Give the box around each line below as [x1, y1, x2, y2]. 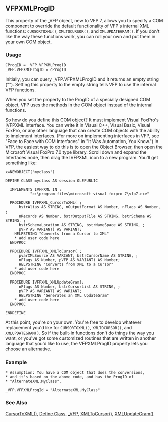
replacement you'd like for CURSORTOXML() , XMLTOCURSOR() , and [5, 325, 132, 331]
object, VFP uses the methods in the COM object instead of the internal [5, 102, 153, 108]
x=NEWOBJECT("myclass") [5, 170, 55, 175]
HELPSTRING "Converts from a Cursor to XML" [14, 231, 109, 236]
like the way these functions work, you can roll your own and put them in [5, 33, 156, 39]
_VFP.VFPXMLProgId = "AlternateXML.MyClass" [5, 388, 100, 393]
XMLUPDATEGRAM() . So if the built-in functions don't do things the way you [5, 330, 154, 336]
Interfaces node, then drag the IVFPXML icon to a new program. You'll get [5, 155, 158, 161]
